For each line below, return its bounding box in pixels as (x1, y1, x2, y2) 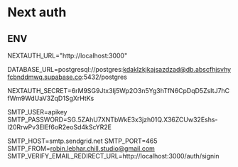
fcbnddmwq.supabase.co (7, 72, 82, 81)
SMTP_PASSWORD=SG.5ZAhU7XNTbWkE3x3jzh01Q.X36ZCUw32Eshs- (7, 115, 218, 124)
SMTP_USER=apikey (7, 108, 67, 116)
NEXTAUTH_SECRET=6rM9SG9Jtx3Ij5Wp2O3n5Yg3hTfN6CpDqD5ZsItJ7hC (7, 87, 230, 95)
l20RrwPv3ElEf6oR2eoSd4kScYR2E (7, 123, 112, 131)
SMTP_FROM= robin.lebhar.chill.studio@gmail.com (7, 144, 155, 153)
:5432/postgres (81, 72, 128, 81)
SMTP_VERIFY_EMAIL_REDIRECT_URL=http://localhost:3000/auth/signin (7, 152, 220, 160)
